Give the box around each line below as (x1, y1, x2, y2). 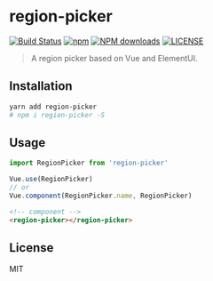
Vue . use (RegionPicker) (9, 175, 93, 184)
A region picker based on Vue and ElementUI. (30, 52, 198, 63)
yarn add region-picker (9, 102, 98, 111)
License (9, 240, 54, 255)
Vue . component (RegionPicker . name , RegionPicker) (9, 191, 193, 200)
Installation (9, 78, 73, 94)
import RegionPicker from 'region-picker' (9, 158, 169, 168)
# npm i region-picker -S (9, 110, 105, 119)
